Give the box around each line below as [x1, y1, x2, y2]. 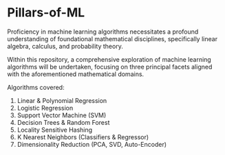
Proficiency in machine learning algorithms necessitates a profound [7, 27, 199, 36]
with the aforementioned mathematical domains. [7, 70, 144, 78]
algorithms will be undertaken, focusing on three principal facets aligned [7, 62, 213, 71]
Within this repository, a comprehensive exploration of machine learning [7, 55, 211, 63]
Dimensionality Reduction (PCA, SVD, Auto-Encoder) [17, 140, 167, 148]
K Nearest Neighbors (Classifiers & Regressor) [17, 132, 149, 141]
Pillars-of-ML [7, 5, 85, 21]
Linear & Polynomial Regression [17, 96, 107, 104]
